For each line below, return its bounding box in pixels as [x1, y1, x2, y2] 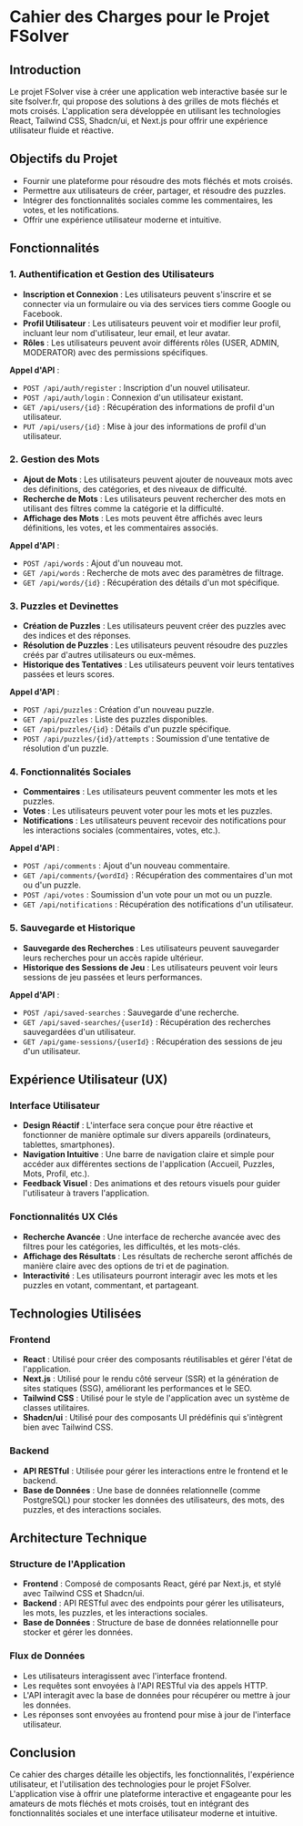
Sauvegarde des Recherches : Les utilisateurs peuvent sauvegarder [22, 942, 279, 953]
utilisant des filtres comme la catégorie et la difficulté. [22, 503, 225, 514]
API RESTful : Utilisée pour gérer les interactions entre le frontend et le [22, 1465, 288, 1476]
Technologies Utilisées [9, 1306, 142, 1322]
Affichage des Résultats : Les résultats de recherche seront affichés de [22, 1250, 293, 1261]
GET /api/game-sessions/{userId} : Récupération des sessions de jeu [22, 1036, 283, 1047]
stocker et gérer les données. [22, 1626, 134, 1637]
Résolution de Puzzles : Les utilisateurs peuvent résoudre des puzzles [22, 640, 288, 651]
